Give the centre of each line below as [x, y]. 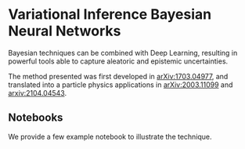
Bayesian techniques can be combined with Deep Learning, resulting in [123, 53]
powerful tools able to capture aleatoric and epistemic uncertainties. [118, 61]
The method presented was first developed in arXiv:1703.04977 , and [118, 76]
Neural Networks [65, 31]
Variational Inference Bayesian [110, 15]
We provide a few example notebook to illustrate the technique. [110, 136]
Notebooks [36, 118]
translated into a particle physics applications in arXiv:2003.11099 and [121, 85]
